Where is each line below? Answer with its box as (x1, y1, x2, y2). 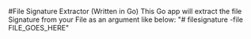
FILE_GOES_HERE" (8, 23, 70, 32)
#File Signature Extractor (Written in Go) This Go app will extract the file (8, 7, 242, 16)
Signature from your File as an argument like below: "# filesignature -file (8, 15, 244, 24)
